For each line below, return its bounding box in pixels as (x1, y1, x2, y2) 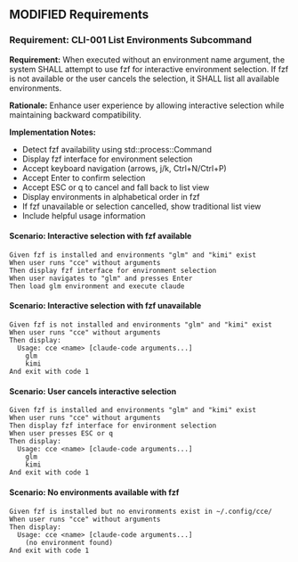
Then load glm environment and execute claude (9, 281, 185, 291)
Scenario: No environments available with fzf (9, 486, 180, 498)
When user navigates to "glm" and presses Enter (9, 274, 193, 283)
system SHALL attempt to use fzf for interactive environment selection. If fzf (9, 63, 289, 74)
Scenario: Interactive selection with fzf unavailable (9, 301, 202, 311)
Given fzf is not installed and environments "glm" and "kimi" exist (9, 320, 273, 329)
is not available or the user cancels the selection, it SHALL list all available (9, 73, 280, 84)
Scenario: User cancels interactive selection (9, 385, 177, 396)
